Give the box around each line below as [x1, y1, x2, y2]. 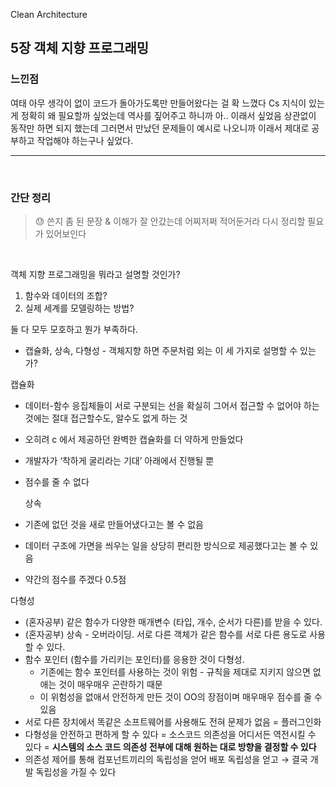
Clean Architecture [10, 9, 88, 20]
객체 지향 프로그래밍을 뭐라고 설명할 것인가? [10, 268, 181, 280]
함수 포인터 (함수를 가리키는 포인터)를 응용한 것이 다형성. [24, 653, 245, 665]
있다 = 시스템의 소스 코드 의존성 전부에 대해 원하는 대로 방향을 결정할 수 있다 [24, 740, 317, 753]
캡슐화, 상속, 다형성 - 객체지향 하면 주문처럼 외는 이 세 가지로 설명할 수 [24, 344, 298, 356]
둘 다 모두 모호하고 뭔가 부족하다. [10, 323, 139, 335]
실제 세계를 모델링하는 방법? [24, 302, 135, 314]
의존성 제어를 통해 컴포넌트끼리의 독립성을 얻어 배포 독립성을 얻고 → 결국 [24, 753, 308, 765]
